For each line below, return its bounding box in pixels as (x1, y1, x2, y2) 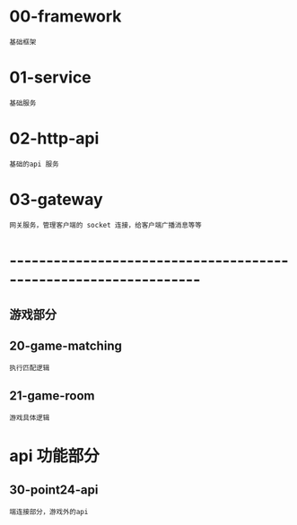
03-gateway (9, 190, 103, 210)
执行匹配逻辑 (9, 364, 50, 373)
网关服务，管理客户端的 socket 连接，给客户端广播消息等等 (9, 220, 202, 229)
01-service (9, 67, 92, 88)
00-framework (9, 6, 122, 27)
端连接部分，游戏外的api (9, 507, 89, 516)
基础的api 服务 (9, 159, 60, 168)
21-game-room (9, 388, 96, 403)
